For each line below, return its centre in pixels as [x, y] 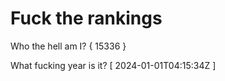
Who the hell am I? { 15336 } [68, 46]
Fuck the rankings [86, 18]
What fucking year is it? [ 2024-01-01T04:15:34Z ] [113, 65]
